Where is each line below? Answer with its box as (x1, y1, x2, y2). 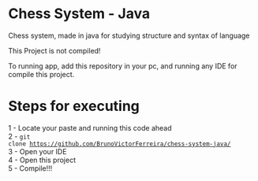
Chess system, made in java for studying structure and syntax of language (8, 31, 250, 40)
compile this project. (8, 69, 75, 79)
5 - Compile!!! (8, 163, 53, 173)
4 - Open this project (8, 155, 77, 164)
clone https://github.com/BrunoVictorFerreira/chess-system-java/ (8, 139, 231, 148)
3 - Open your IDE (8, 146, 67, 156)
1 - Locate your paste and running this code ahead (8, 123, 172, 132)
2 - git (8, 131, 31, 141)
